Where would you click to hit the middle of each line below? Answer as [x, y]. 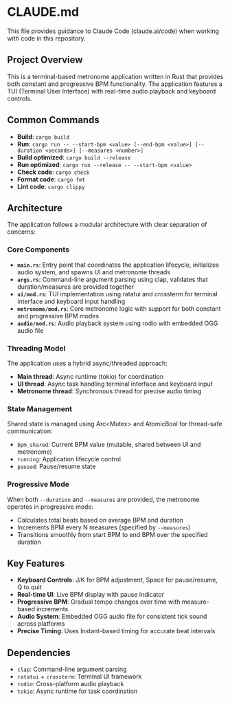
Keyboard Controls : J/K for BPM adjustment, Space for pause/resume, [117, 580]
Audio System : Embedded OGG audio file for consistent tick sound [112, 617]
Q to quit [30, 587]
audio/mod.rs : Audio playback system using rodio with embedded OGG [117, 323]
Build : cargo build [43, 136]
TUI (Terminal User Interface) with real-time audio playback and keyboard [112, 91]
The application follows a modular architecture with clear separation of [107, 225]
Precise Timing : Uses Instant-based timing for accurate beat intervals [116, 631]
